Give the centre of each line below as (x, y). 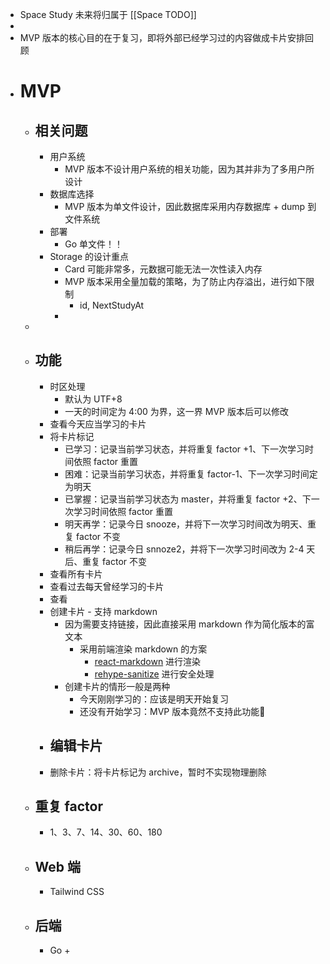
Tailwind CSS (77, 892)
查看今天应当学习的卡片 (98, 424)
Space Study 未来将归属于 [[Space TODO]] (108, 14)
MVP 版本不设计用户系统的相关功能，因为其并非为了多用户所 (189, 169)
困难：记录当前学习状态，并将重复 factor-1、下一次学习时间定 (191, 474)
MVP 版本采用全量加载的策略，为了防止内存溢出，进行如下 (185, 281)
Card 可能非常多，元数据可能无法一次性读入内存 (163, 269)
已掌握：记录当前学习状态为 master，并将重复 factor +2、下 (188, 499)
